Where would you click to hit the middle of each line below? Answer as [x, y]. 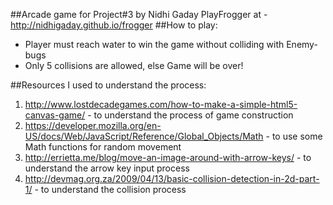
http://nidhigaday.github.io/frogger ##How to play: [114, 25]
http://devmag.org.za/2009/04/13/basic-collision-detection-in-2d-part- [172, 178]
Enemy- [302, 44]
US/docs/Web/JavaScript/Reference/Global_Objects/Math [144, 136]
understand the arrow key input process [107, 168]
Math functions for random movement [103, 147]
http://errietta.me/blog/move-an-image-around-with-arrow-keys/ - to [168, 157]
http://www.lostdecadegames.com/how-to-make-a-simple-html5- [161, 104]
